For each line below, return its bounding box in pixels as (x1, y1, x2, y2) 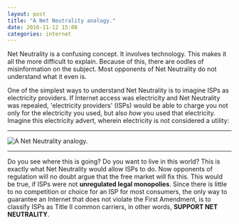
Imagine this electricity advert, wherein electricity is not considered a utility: (7, 117, 230, 125)
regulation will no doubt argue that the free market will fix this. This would (7, 172, 223, 181)
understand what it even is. (7, 73, 87, 81)
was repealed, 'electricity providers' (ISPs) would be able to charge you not (7, 101, 229, 110)
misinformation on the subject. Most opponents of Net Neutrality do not (7, 65, 217, 73)
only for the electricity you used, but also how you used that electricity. (7, 109, 216, 117)
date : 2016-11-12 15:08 (7, 23, 78, 31)
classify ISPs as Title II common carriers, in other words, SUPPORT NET (7, 203, 218, 211)
